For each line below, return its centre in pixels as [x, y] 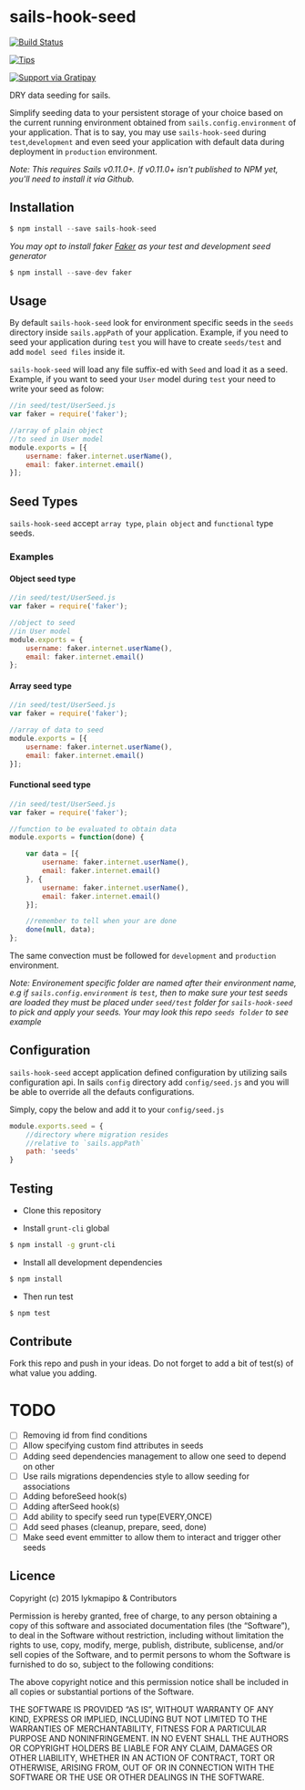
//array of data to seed [56, 730]
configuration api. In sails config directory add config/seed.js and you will [149, 1082]
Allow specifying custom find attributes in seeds [113, 1446]
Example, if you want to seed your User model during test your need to [142, 380]
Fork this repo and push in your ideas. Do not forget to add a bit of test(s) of [152, 1363]
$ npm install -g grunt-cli [63, 1245]
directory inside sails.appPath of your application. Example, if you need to [149, 333]
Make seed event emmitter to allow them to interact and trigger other [152, 1537]
